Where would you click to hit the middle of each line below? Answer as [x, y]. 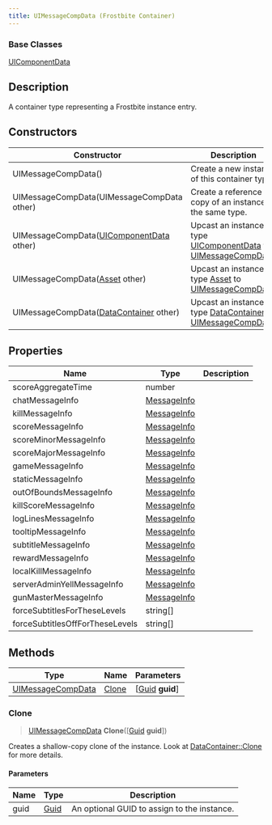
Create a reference [226, 192]
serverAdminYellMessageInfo [68, 585]
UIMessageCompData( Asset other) [79, 278]
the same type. [219, 212]
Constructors [43, 132]
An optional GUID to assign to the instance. [153, 808]
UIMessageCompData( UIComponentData [91, 235]
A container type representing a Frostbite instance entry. [103, 107]
